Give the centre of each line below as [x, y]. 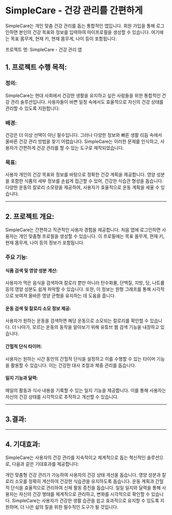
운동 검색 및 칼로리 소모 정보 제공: [38, 308]
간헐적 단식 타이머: [24, 346]
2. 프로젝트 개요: [30, 216]
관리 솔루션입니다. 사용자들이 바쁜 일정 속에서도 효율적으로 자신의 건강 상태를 [87, 102]
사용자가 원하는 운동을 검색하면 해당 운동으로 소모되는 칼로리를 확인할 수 [77, 321]
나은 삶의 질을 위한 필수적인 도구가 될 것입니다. [72, 507]
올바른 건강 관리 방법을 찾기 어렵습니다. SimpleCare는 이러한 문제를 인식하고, [82, 141]
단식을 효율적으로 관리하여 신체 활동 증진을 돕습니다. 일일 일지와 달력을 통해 [86, 488]
